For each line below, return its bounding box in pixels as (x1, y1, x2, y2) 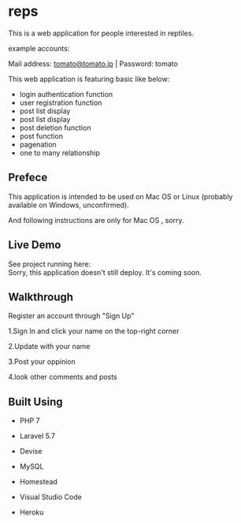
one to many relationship (19, 148, 101, 158)
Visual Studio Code (19, 492, 83, 502)
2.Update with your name (8, 342, 91, 351)
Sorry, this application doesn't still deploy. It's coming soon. (8, 267, 202, 277)
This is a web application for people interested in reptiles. (8, 28, 195, 38)
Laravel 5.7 (19, 432, 56, 441)
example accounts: (8, 43, 70, 53)
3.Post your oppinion (8, 357, 76, 366)
